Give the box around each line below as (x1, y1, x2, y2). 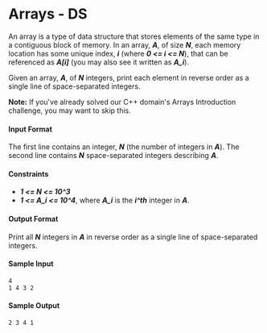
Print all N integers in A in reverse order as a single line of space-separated (8, 231, 258, 242)
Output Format (8, 214, 59, 223)
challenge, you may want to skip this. (8, 106, 131, 115)
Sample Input (8, 259, 54, 268)
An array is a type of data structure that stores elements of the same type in (8, 31, 260, 41)
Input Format (8, 124, 52, 134)
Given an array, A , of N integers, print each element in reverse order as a (8, 73, 249, 82)
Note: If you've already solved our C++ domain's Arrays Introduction (8, 97, 236, 106)
